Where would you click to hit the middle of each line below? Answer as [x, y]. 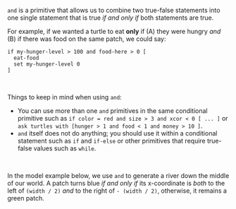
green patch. [26, 198]
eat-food [26, 58]
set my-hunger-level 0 [47, 64]
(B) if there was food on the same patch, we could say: [87, 39]
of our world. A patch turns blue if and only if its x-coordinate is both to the [116, 183]
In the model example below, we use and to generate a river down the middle [118, 175]
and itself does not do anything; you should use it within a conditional [117, 133]
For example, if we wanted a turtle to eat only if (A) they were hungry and [114, 31]
